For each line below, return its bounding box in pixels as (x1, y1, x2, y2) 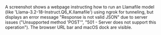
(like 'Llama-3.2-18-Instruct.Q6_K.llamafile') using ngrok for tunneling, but (5, 9, 154, 15)
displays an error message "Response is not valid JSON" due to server (5, 14, 148, 20)
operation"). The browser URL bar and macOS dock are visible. (5, 24, 133, 30)
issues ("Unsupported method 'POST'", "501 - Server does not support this (5, 19, 157, 25)
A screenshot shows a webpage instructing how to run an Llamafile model (5, 4, 155, 10)
